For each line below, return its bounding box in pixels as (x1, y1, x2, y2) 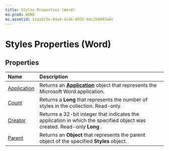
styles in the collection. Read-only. (39, 103, 122, 110)
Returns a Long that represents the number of (39, 96, 148, 103)
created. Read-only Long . (39, 123, 102, 130)
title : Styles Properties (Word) (5, 7, 75, 13)
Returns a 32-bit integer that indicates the (39, 111, 139, 118)
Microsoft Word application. (39, 88, 105, 95)
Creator (8, 117, 26, 124)
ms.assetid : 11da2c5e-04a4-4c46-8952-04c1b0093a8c (5, 17, 114, 22)
